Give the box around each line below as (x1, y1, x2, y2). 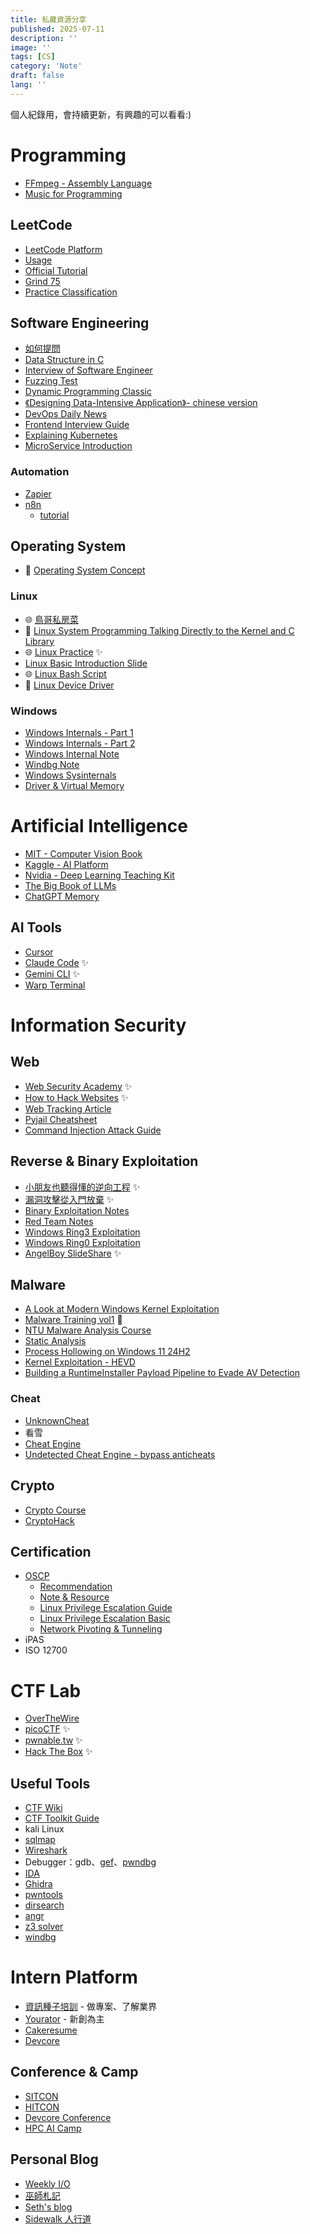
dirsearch (24, 1899, 65, 1911)
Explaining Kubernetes (24, 429, 118, 441)
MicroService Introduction (24, 440, 133, 452)
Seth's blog (24, 2201, 73, 2213)
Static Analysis (24, 1335, 87, 1347)
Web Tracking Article (24, 1102, 112, 1115)
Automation (10, 465, 70, 479)
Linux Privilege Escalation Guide (39, 1602, 173, 1614)
